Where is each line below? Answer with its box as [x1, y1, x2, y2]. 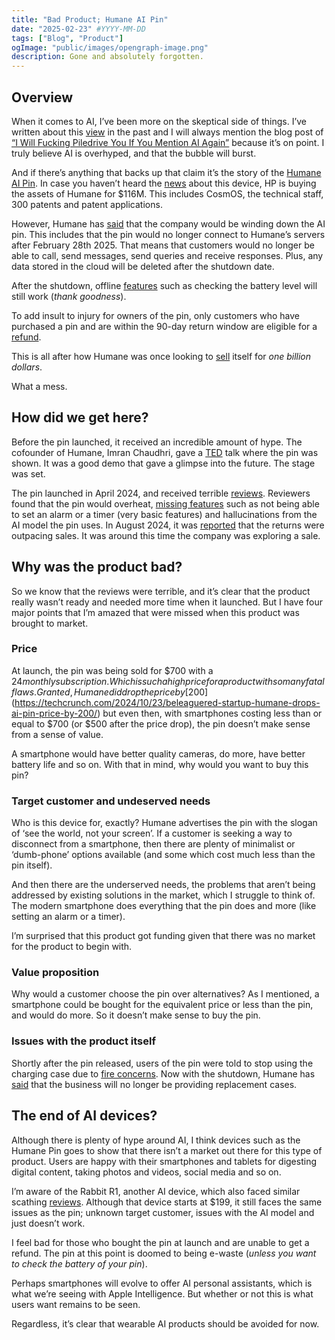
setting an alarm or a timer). [11, 911, 126, 923]
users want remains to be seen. [11, 1298, 141, 1310]
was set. [11, 467, 46, 480]
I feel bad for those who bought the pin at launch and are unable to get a [11, 1236, 310, 1248]
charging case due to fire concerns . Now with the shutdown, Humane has [11, 1067, 316, 1080]
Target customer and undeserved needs [11, 794, 211, 808]
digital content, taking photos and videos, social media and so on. [11, 1166, 282, 1178]
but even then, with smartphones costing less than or [102, 707, 323, 719]
